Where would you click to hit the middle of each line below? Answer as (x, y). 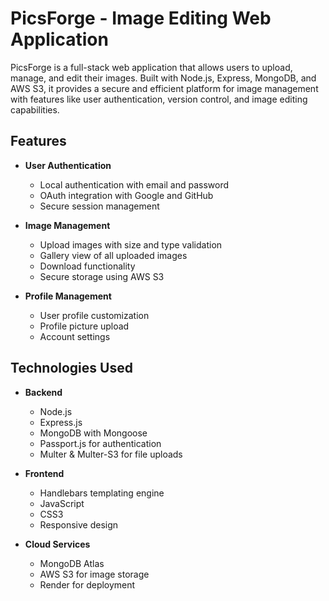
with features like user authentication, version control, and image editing (159, 99)
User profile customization (94, 315)
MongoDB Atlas (72, 563)
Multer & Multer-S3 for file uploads (111, 454)
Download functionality (87, 266)
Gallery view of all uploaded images (113, 255)
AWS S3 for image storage (94, 574)
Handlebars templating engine (102, 493)
